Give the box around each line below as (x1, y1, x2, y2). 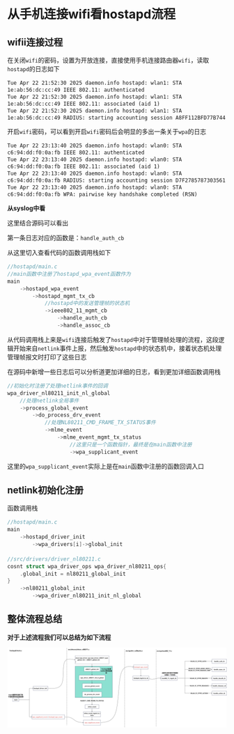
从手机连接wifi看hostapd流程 (7, 6, 176, 22)
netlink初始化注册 (7, 485, 84, 497)
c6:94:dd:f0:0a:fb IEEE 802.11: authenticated (7, 149, 145, 156)
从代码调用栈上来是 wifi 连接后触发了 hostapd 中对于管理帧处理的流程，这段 (7, 335, 219, 343)
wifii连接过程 (7, 36, 63, 48)
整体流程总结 (7, 614, 63, 625)
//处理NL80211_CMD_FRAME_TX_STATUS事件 (44, 419, 157, 426)
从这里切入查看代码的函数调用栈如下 (7, 249, 111, 256)
